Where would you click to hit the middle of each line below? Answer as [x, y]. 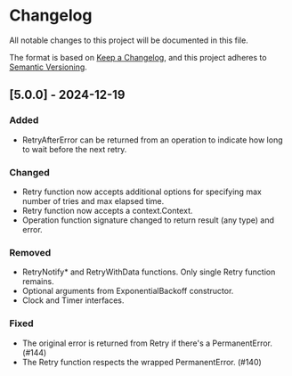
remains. [38, 282]
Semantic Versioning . [48, 67]
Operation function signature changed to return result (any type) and [148, 220]
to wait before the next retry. [74, 149]
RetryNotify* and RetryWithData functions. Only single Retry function [149, 272]
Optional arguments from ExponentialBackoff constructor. [128, 291]
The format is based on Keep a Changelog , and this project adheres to [138, 57]
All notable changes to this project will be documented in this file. [129, 40]
